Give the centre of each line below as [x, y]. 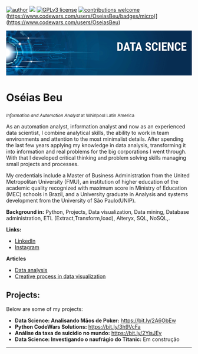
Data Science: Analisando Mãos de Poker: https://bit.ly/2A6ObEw [95, 320]
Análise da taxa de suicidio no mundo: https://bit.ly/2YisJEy [88, 333]
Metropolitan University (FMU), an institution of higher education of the [92, 182]
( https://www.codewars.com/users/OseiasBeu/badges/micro [80, 16]
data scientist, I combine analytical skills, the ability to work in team [88, 133]
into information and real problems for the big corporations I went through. [96, 152]
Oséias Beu [34, 97]
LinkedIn [25, 241]
